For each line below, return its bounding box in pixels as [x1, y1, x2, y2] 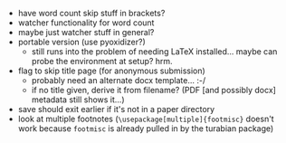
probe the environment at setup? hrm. [31, 56, 174, 66]
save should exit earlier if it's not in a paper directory [17, 104, 215, 114]
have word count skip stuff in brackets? [17, 8, 166, 18]
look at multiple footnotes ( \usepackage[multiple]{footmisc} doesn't [17, 113, 274, 124]
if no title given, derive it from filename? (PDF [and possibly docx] [31, 85, 276, 95]
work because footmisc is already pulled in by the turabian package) [17, 123, 274, 134]
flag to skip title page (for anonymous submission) [17, 65, 205, 76]
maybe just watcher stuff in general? [17, 27, 155, 37]
